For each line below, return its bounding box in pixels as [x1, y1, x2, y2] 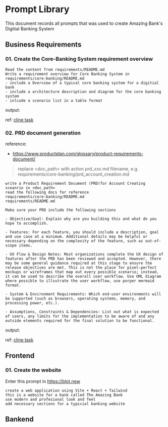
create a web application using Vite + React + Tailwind [5, 388, 128, 393]
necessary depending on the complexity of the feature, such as [5, 238, 143, 243]
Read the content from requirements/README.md [5, 67, 105, 72]
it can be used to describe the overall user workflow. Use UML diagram [5, 274, 161, 279]
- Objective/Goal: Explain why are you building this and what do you [5, 216, 157, 221]
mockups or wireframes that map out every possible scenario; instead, [5, 269, 159, 274]
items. [18, 243, 33, 248]
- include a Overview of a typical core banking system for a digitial [5, 80, 159, 86]
